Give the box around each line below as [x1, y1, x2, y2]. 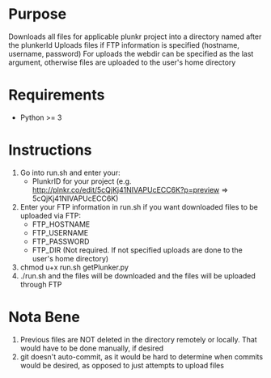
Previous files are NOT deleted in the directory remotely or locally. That [19, 334, 257, 344]
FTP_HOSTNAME [32, 219, 91, 229]
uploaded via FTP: [19, 210, 82, 220]
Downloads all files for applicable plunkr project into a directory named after [8, 32, 262, 41]
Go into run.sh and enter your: [19, 168, 121, 177]
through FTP [19, 279, 62, 289]
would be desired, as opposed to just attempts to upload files [19, 360, 225, 370]
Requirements [8, 86, 105, 104]
